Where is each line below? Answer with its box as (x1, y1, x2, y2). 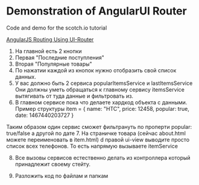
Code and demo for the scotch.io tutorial (6, 24, 107, 31)
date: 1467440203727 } (14, 111, 74, 119)
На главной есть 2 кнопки (14, 47, 83, 55)
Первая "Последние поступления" (14, 54, 104, 61)
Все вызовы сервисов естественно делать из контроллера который (14, 154, 191, 161)
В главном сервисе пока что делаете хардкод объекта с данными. (14, 98, 188, 106)
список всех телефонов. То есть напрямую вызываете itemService (6, 142, 178, 149)
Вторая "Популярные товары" (14, 60, 92, 67)
